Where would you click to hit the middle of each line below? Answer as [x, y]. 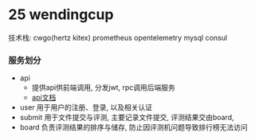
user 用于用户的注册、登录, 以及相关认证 [86, 107]
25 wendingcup [61, 15]
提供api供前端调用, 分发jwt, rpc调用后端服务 [103, 87]
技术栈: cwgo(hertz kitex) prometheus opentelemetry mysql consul [118, 37]
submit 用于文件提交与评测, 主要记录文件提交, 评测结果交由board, [127, 118]
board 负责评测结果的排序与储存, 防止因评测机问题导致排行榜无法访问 [134, 127]
